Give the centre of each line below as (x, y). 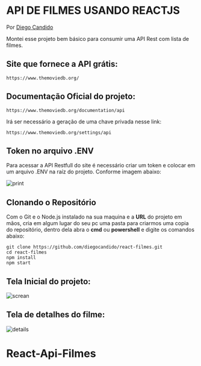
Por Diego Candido (30, 27)
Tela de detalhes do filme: (56, 315)
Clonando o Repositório (51, 202)
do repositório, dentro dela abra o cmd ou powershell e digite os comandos (100, 230)
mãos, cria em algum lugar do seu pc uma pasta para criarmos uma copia (97, 223)
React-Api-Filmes (51, 353)
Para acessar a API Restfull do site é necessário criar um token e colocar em (101, 166)
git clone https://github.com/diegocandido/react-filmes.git (85, 247)
